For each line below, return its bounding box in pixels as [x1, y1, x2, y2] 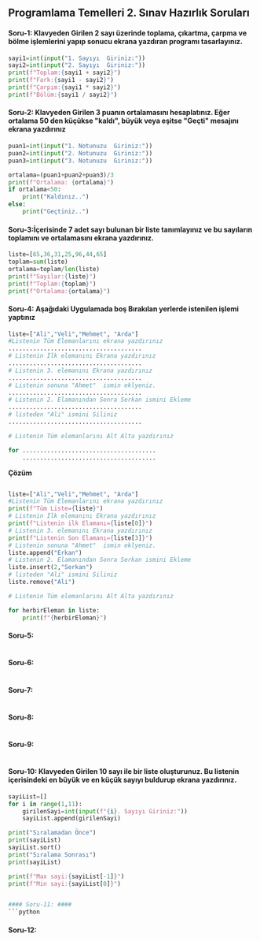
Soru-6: [8, 658, 34, 668]
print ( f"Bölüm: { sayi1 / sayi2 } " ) [8, 91, 118, 99]
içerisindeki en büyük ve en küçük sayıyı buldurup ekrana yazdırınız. [8, 775, 237, 785]
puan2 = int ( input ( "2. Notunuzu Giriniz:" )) [8, 149, 153, 157]
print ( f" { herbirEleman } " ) [22, 614, 108, 622]
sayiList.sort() [8, 843, 61, 852]
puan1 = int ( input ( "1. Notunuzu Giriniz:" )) [8, 142, 153, 151]
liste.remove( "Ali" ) [8, 578, 76, 586]
